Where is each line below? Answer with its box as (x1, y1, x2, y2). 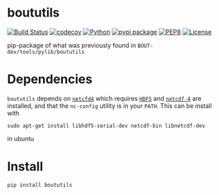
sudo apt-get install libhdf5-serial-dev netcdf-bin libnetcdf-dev (7, 122, 206, 129)
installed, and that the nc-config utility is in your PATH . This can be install (7, 102, 212, 110)
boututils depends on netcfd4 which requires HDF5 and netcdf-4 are (7, 94, 202, 102)
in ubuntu (7, 134, 35, 142)
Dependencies (7, 71, 93, 87)
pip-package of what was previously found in (7, 41, 137, 49)
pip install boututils (7, 181, 73, 188)
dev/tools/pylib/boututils (7, 48, 85, 55)
